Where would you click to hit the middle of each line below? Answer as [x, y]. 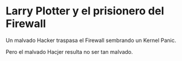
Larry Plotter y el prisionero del [85, 11]
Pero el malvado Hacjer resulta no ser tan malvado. [70, 51]
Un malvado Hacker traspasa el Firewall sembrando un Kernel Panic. [91, 40]
